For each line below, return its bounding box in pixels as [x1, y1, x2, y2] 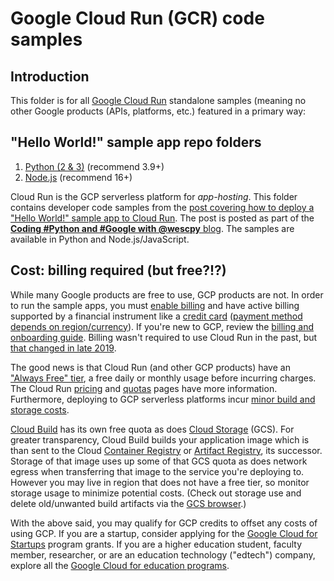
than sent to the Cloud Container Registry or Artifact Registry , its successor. [10, 444, 323, 456]
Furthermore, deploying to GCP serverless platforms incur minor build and [10, 393, 316, 405]
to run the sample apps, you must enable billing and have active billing [10, 299, 300, 311]
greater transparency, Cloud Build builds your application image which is [10, 433, 310, 446]
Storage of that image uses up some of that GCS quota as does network [10, 455, 308, 467]
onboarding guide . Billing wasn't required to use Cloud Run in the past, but [10, 331, 318, 343]
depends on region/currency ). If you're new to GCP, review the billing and [10, 320, 314, 332]
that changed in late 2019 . [10, 342, 117, 354]
